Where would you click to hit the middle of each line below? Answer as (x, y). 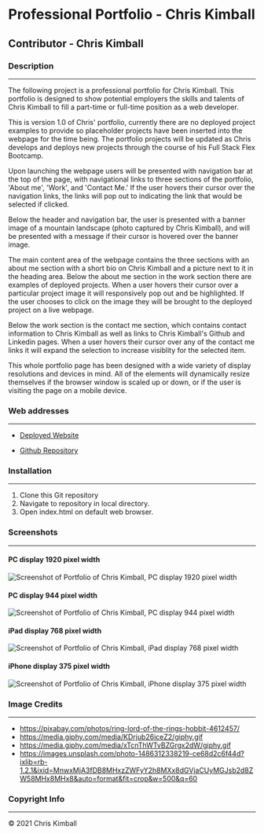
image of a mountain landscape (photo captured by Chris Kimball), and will (129, 228)
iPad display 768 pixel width (55, 630)
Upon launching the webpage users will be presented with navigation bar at (130, 171)
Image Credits (35, 704)
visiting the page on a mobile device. (68, 390)
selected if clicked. (38, 204)
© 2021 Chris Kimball (42, 824)
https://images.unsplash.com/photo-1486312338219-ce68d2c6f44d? (132, 753)
